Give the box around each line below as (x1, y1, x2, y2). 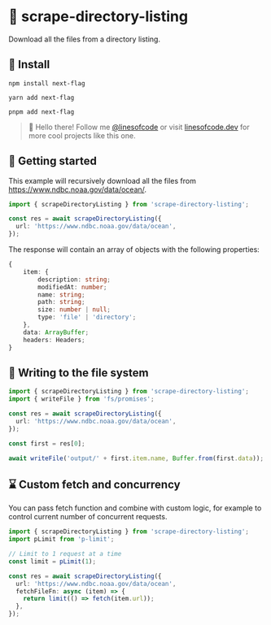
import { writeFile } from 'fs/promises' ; (8, 395, 155, 403)
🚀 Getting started (8, 154, 98, 168)
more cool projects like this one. (28, 130, 136, 141)
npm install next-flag (8, 79, 85, 88)
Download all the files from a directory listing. (8, 34, 161, 44)
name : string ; (37, 290, 85, 299)
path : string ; (37, 298, 85, 306)
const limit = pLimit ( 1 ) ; (8, 557, 96, 566)
